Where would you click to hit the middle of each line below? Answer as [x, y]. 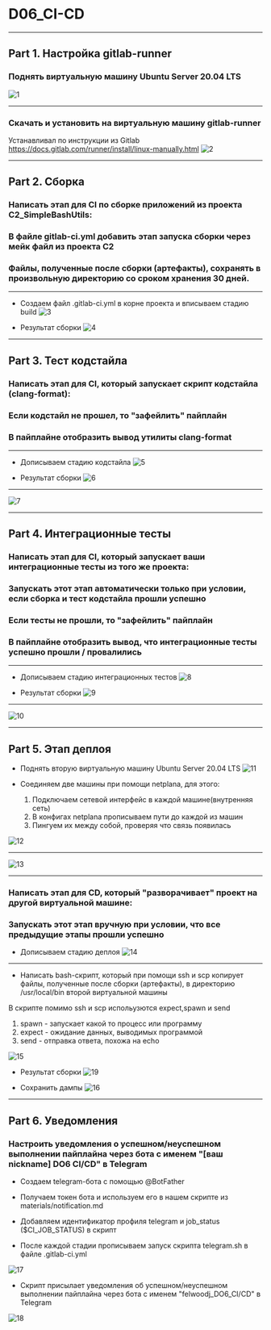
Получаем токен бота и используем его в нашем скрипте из [124, 1197]
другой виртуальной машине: [71, 903]
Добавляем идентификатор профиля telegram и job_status [120, 1221]
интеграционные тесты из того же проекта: [99, 567]
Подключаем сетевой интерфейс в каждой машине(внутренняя [142, 800]
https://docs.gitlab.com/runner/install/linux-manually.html [104, 148]
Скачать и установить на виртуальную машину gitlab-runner [135, 123]
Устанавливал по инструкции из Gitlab [74, 140]
